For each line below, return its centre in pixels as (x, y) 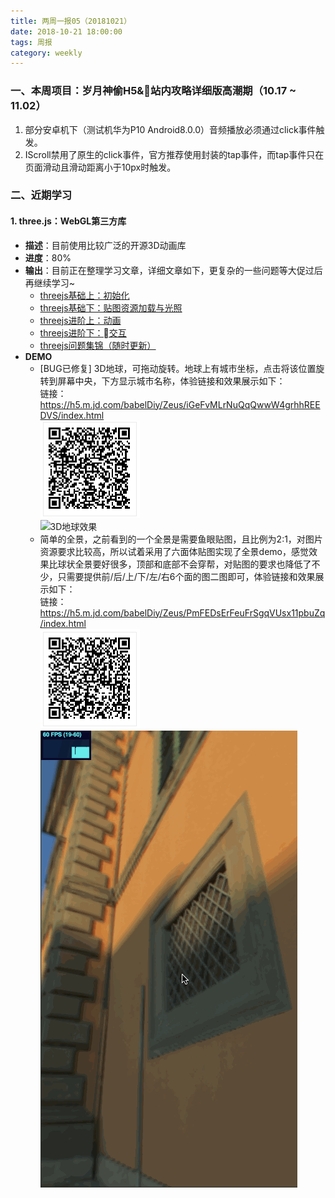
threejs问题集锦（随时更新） (98, 345)
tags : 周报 (31, 42)
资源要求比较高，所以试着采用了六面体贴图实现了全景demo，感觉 (174, 551)
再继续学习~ (50, 282)
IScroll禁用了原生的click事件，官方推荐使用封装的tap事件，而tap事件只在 (174, 154)
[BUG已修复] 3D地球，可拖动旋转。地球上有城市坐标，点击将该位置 (178, 368)
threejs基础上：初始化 (84, 295)
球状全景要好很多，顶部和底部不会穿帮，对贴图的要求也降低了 (184, 564)
